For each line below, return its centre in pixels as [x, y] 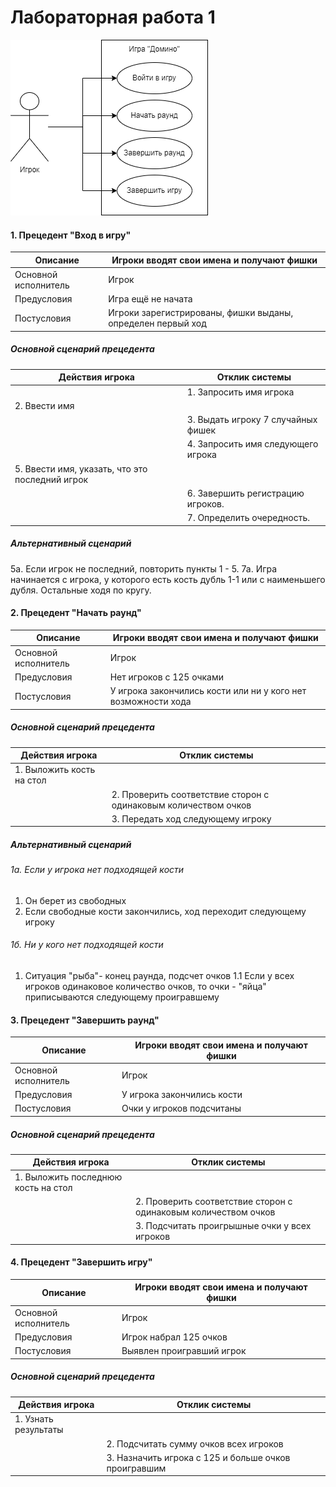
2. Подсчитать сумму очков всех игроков [195, 1443]
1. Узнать [34, 1419]
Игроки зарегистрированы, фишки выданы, [201, 313]
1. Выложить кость [55, 770]
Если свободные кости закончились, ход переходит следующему [165, 911]
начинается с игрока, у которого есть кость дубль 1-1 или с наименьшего [168, 579]
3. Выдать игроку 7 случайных [252, 420]
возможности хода [150, 702]
